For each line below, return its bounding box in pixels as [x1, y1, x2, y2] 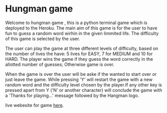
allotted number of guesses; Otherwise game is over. [5, 61, 114, 67]
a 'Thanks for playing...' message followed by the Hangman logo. [5, 92, 139, 98]
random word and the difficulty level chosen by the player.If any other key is [5, 81, 162, 88]
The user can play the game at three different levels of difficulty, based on [5, 45, 158, 51]
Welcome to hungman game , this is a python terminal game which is [5, 20, 147, 26]
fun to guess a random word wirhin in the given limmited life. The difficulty [5, 30, 159, 36]
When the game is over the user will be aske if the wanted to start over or [5, 71, 157, 77]
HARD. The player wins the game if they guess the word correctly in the [5, 56, 153, 62]
